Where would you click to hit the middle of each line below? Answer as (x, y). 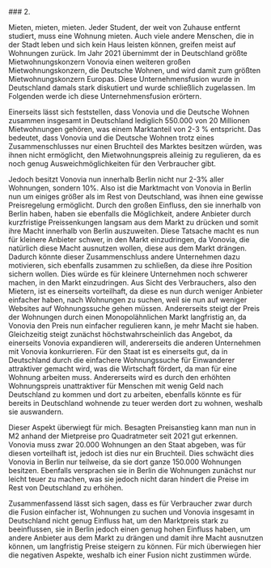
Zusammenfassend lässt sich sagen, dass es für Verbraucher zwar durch (130, 503)
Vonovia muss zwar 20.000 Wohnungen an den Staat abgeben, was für (127, 444)
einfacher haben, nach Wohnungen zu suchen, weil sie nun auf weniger (128, 300)
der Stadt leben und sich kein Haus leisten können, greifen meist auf (122, 45)
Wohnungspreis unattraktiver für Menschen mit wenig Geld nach (116, 386)
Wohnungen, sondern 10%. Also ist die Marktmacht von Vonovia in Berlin (130, 188)
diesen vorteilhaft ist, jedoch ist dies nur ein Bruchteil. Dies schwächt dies (131, 453)
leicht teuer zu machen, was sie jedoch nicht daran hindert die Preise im (129, 479)
